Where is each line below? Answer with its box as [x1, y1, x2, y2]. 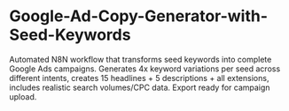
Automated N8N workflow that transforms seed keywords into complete [9, 54, 272, 64]
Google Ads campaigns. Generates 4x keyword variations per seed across [9, 63, 281, 74]
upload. [9, 91, 37, 102]
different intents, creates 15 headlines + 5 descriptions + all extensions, [9, 72, 269, 83]
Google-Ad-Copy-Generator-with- [9, 6, 269, 26]
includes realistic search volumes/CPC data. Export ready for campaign [9, 82, 270, 92]
